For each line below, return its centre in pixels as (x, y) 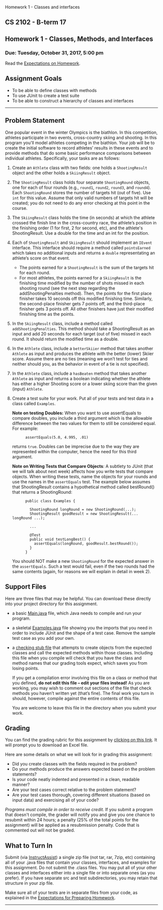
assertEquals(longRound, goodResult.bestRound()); (86, 543)
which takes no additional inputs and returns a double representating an (83, 253)
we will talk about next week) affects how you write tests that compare (83, 471)
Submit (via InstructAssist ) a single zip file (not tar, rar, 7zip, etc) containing (80, 857)
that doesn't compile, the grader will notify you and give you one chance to (80, 815)
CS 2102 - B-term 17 (36, 22)
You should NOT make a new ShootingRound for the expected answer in (83, 561)
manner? (21, 785)
